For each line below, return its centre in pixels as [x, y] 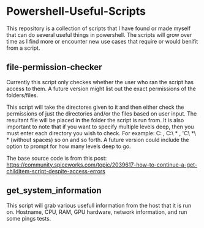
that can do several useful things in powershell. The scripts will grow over [99, 34]
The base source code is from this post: [57, 158]
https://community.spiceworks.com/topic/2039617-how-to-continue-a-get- [102, 165]
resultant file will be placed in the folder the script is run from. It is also [95, 120]
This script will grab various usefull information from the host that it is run [99, 205]
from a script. [23, 48]
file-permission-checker [54, 67]
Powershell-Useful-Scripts [76, 11]
